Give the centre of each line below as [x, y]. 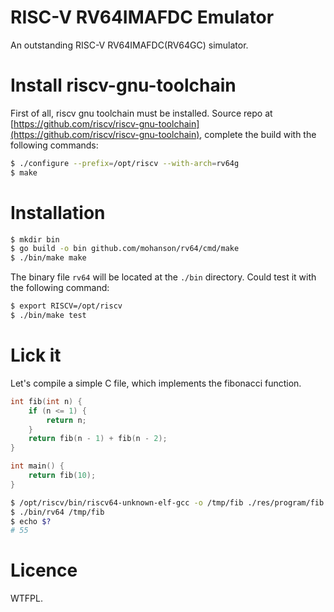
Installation [58, 212]
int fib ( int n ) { [46, 401]
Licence [44, 570]
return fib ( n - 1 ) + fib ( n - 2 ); [98, 439]
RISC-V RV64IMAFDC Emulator [142, 17]
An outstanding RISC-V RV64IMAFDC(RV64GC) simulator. [129, 45]
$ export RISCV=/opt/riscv [66, 306]
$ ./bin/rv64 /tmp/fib [57, 512]
